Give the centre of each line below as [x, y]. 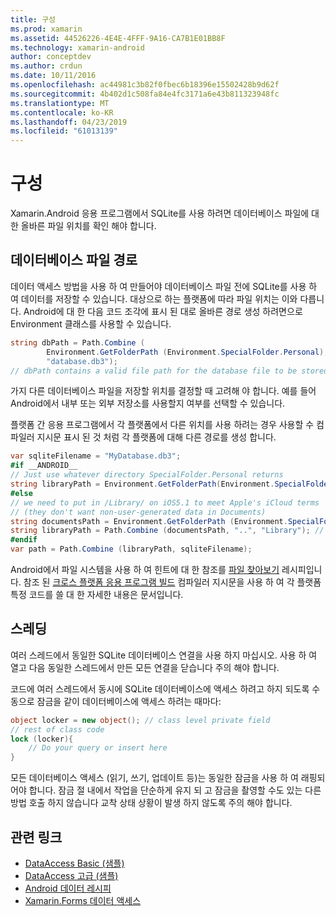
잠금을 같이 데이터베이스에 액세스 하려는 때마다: [129, 701]
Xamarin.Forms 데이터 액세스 [83, 900]
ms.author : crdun [46, 66]
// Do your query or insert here [98, 748]
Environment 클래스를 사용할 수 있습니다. [91, 323]
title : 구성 [33, 19]
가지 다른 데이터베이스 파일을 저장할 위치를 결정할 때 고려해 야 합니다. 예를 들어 [163, 391]
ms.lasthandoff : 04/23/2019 [69, 122]
